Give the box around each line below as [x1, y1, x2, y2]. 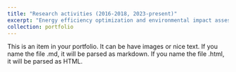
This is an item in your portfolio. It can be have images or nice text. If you [7, 43, 218, 51]
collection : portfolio [7, 23, 74, 30]
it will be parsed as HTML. [7, 57, 83, 66]
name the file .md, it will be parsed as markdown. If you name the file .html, [7, 50, 225, 58]
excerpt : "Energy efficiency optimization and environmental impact [7, 17, 212, 24]
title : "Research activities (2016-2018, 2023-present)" [7, 10, 178, 17]
